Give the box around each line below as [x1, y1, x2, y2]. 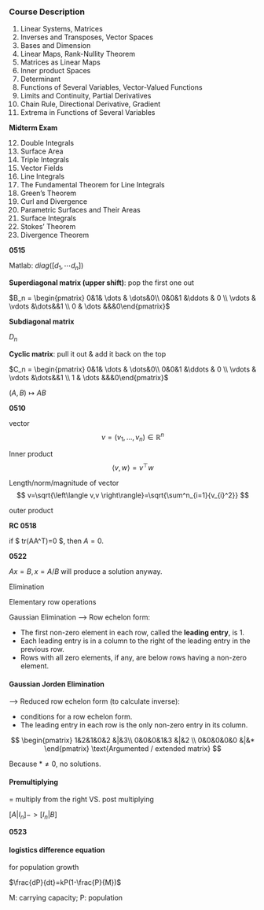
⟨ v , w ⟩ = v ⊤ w [112, 461, 154, 472]
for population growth [9, 863, 79, 872]
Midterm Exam [9, 123, 58, 132]
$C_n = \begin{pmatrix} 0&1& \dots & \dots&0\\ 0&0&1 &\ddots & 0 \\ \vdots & [9, 364, 257, 374]
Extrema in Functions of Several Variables [20, 108, 156, 117]
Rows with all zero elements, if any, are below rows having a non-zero [20, 653, 247, 662]
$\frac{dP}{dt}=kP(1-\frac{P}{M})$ [9, 878, 122, 887]
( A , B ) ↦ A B [9, 388, 46, 398]
